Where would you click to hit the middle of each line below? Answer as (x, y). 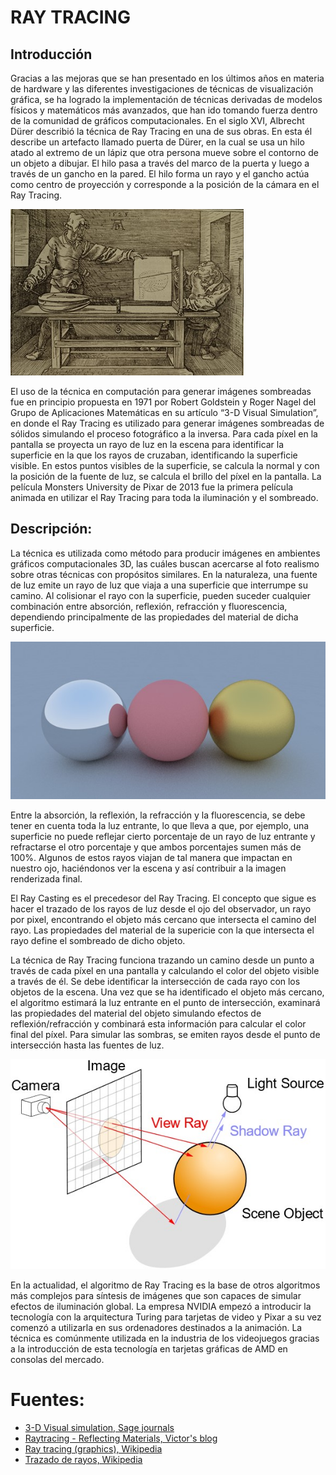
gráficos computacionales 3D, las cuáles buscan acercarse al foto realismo (165, 563)
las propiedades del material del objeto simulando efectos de (136, 1013)
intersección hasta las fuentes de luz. (87, 1045)
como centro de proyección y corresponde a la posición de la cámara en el (165, 184)
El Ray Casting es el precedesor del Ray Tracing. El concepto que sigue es (163, 898)
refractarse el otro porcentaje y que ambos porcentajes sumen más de (156, 847)
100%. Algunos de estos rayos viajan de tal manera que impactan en (151, 858)
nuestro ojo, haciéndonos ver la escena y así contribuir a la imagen (148, 868)
